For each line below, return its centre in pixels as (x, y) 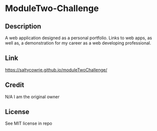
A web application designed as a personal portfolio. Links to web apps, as (78, 38)
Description (23, 26)
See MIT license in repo (29, 123)
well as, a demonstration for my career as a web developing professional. (78, 43)
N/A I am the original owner (32, 97)
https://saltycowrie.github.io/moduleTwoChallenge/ (56, 70)
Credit (15, 85)
